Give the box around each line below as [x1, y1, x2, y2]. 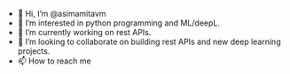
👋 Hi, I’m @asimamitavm [17, 9, 106, 18]
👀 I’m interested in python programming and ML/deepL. [17, 18, 220, 28]
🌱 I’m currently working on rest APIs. [17, 27, 152, 37]
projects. [17, 46, 51, 56]
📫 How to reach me [17, 55, 91, 66]
